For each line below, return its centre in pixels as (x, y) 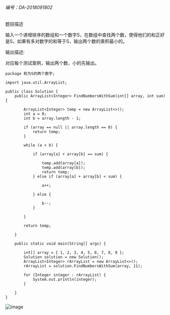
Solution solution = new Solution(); (64, 257)
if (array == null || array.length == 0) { (70, 127)
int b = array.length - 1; (52, 119)
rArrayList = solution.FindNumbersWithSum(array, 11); (83, 266)
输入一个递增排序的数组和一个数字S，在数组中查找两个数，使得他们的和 (80, 35)
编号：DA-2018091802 (29, 7)
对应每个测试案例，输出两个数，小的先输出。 (52, 63)
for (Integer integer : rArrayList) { (65, 275)
